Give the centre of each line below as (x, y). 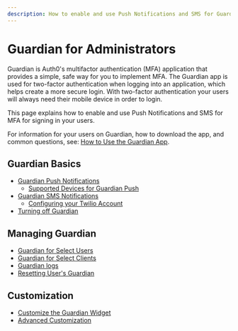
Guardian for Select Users (55, 251)
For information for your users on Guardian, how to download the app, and (116, 134)
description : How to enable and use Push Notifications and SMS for (110, 14)
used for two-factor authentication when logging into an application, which (116, 84)
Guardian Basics (44, 164)
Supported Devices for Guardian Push (84, 188)
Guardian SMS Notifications (58, 196)
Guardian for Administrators (92, 49)
